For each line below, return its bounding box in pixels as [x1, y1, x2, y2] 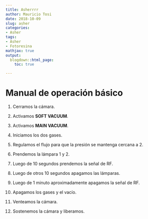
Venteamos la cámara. [12, 199, 58, 205]
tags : [5, 35, 17, 40]
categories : [5, 26, 30, 30]
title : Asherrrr [5, 7, 39, 12]
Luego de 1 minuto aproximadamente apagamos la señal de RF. [12, 180, 140, 186]
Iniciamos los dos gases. [12, 132, 63, 138]
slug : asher [5, 21, 30, 26]
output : [5, 53, 21, 58]
